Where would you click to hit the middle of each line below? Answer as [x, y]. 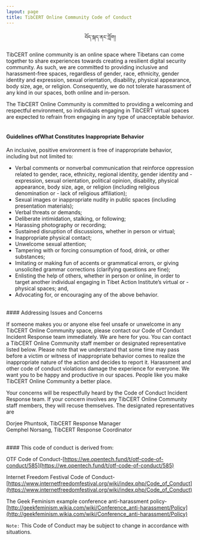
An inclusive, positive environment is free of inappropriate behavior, [89, 150]
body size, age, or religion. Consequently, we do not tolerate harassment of [99, 86]
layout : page [22, 12]
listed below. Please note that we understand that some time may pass [93, 349]
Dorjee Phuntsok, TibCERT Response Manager [64, 423]
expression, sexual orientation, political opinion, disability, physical [97, 180]
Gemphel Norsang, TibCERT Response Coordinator [69, 430]
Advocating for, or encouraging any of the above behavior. [87, 294]
